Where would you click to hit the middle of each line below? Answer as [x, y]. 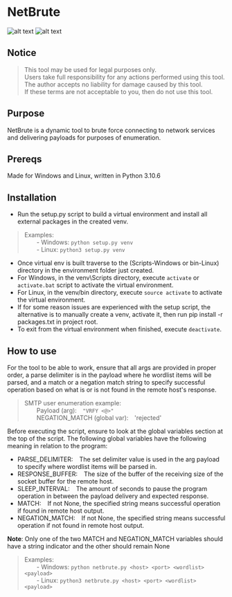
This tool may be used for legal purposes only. [90, 69]
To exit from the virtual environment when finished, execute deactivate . [119, 329]
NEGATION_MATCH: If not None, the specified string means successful [121, 518]
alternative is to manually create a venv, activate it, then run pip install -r [120, 315]
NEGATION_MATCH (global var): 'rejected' [99, 418]
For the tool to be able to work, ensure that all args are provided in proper [112, 368]
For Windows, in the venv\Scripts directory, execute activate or [108, 278]
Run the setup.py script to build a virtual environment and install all [112, 214]
